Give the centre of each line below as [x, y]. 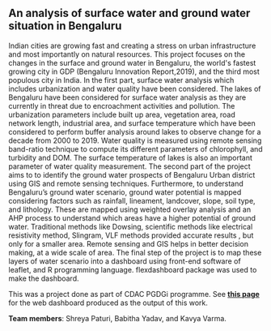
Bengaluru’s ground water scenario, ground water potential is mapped [125, 192]
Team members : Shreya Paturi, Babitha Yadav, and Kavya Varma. [117, 318]
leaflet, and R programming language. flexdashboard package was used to [133, 269]
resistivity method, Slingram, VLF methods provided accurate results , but [131, 235]
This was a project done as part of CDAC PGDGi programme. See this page [134, 294]
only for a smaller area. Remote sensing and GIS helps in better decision [129, 243]
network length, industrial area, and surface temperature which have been [132, 123]
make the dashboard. [44, 278]
